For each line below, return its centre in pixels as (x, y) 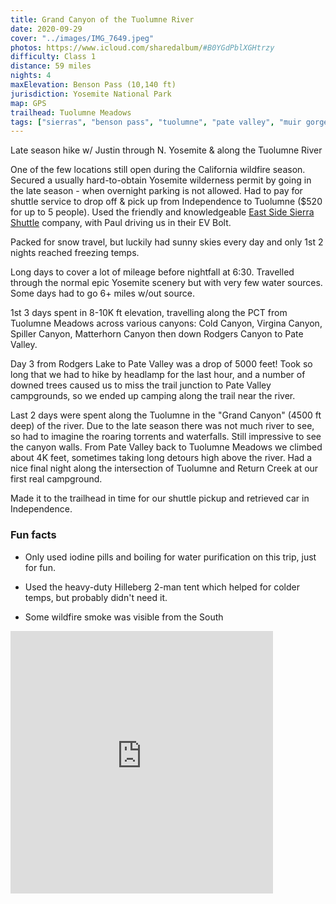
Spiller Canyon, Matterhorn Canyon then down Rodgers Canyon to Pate (157, 334)
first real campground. (56, 479)
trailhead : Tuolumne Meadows (71, 112)
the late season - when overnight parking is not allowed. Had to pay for (156, 191)
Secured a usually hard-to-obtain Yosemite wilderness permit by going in (161, 180)
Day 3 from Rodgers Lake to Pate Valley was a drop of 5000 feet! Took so (161, 364)
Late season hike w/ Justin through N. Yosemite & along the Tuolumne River (166, 150)
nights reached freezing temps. (75, 253)
